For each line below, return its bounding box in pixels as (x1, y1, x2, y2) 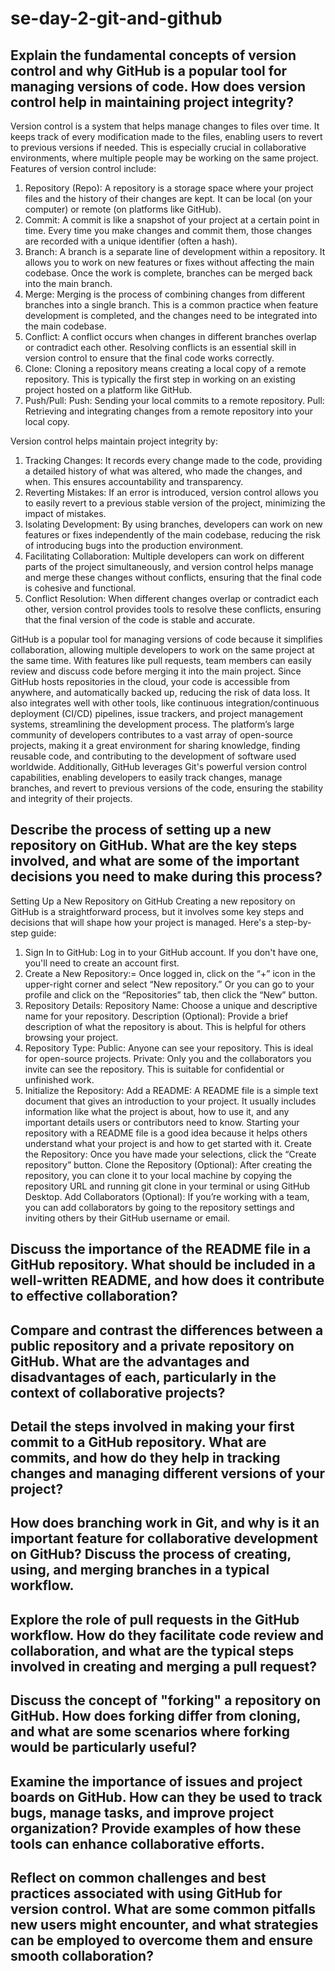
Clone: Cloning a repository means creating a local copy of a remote (24, 363, 307, 374)
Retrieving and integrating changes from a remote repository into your (24, 405, 314, 417)
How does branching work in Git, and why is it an (10, 1515, 320, 1532)
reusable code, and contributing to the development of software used (10, 750, 297, 762)
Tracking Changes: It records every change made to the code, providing (24, 455, 323, 466)
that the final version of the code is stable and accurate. (24, 614, 256, 626)
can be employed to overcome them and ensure (10, 1932, 313, 1949)
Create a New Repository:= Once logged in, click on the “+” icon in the (24, 967, 316, 979)
